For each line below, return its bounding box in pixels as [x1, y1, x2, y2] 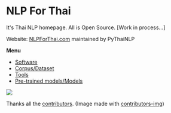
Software [14, 58, 38, 65]
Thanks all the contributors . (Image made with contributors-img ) [6, 100, 164, 107]
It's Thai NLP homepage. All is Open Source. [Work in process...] [6, 24, 166, 31]
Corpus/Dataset [14, 64, 54, 72]
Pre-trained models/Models [14, 77, 83, 84]
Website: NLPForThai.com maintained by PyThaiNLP [6, 35, 135, 42]
